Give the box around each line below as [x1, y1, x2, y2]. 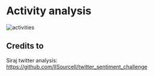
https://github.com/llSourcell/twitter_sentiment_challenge [6, 63, 148, 70]
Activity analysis [6, 4, 92, 18]
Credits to [6, 41, 44, 51]
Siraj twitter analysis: [6, 56, 58, 64]
